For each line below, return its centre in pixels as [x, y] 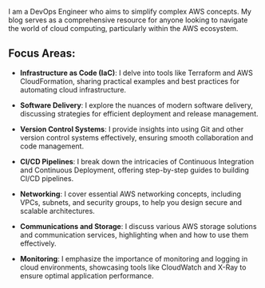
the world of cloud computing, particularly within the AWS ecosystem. [123, 28]
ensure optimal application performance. [87, 275]
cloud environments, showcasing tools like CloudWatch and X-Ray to [133, 267]
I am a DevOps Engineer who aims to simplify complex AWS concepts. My [130, 12]
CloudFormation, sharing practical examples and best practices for [130, 81]
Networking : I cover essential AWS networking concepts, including [131, 194]
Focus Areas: [42, 54]
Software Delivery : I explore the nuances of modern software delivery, [136, 105]
